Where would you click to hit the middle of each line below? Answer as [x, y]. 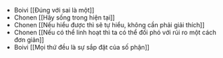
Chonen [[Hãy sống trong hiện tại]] [64, 17]
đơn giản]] [29, 40]
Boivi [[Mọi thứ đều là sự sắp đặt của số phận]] [81, 47]
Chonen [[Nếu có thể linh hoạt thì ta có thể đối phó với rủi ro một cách [115, 32]
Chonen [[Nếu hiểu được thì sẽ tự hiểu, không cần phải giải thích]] [109, 25]
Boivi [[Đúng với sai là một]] [54, 10]
